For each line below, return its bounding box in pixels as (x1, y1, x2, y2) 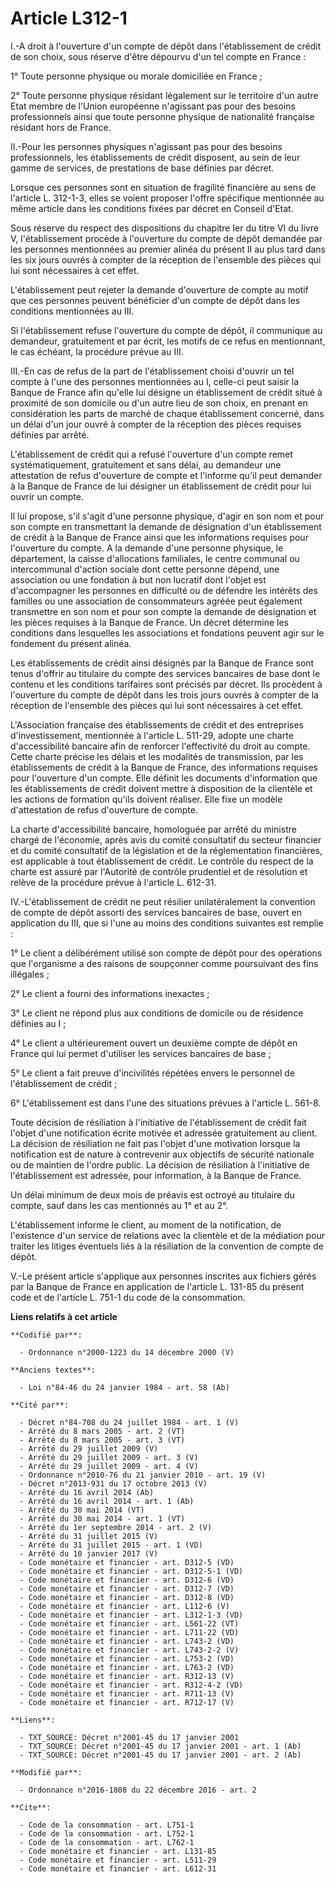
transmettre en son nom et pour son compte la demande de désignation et (10, 605, 317, 617)
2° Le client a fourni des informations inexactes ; (10, 987, 210, 999)
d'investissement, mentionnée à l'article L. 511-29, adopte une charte (10, 729, 294, 741)
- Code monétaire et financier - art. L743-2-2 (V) (19, 1645, 240, 1655)
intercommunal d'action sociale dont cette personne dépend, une (10, 563, 280, 575)
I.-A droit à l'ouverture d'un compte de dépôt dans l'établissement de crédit (10, 40, 322, 52)
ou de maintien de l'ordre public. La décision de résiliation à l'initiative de (10, 1158, 310, 1171)
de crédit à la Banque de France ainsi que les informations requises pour (10, 531, 309, 543)
